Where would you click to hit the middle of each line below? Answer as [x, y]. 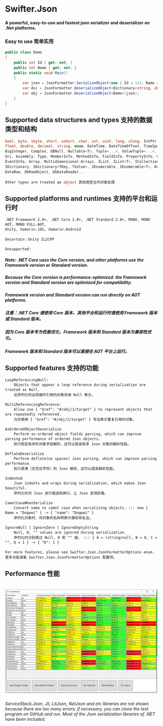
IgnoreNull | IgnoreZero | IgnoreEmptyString [52, 528]
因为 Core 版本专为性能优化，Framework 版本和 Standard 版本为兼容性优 [78, 332]
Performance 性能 [32, 574]
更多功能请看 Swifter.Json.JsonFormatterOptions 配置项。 [61, 557]
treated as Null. [22, 390]
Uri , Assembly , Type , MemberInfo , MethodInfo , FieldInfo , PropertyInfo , [80, 156]
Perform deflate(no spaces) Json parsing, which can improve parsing [85, 459]
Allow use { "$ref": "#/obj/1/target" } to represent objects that [83, 410]
